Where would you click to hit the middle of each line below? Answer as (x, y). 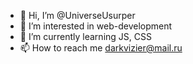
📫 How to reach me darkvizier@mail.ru (101, 48)
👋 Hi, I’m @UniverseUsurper (77, 15)
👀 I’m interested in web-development (96, 26)
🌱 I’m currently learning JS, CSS (85, 36)
